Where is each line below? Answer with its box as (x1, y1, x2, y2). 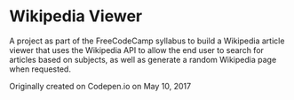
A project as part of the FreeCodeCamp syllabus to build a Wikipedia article (9, 35, 285, 46)
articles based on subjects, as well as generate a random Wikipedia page (9, 54, 277, 65)
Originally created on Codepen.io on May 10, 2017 (9, 81, 192, 91)
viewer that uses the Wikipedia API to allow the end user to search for (9, 44, 265, 55)
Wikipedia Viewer (9, 6, 143, 27)
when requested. (9, 64, 71, 74)
